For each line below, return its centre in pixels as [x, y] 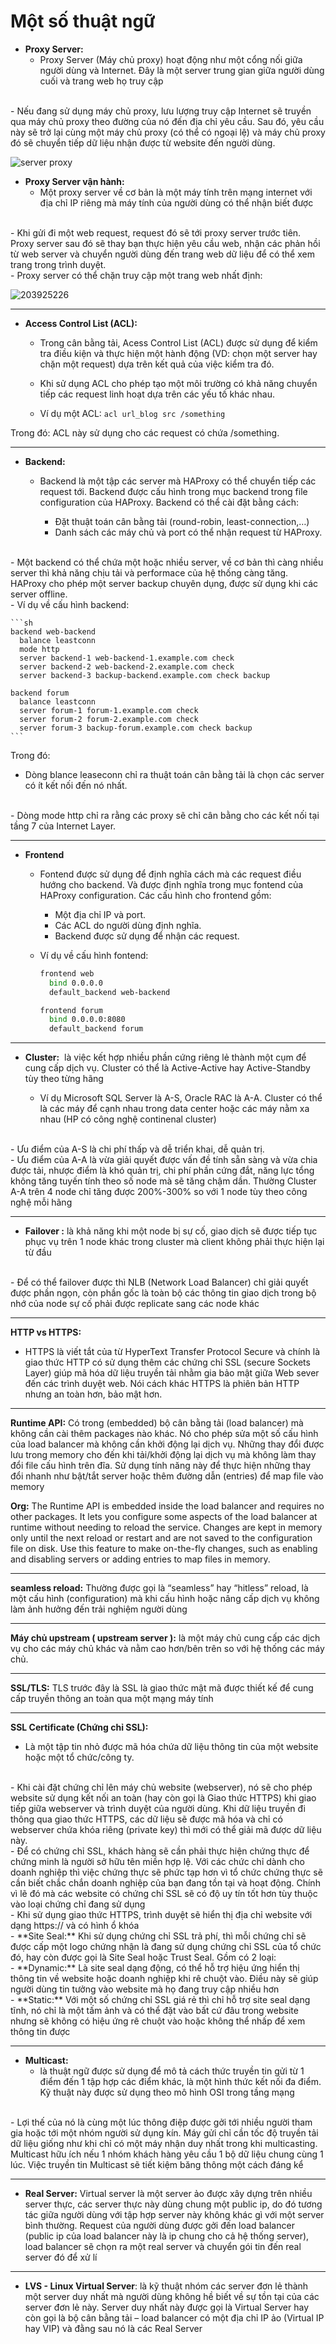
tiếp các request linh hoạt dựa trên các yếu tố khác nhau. [157, 394]
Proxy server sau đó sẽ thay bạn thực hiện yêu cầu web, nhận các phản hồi [165, 243]
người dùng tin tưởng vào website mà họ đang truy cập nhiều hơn [145, 1989]
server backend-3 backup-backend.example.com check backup [145, 675]
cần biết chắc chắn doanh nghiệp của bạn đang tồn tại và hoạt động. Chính [165, 1883]
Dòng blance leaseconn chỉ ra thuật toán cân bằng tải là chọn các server [174, 774]
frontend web [67, 973]
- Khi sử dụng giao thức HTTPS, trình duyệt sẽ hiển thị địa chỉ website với [161, 1915]
